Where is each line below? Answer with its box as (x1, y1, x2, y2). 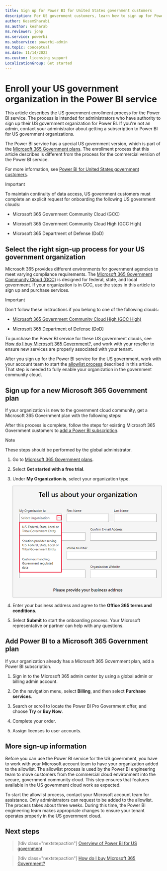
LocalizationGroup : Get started (5, 60, 72, 66)
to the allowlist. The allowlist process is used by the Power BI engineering (5, 766, 156, 772)
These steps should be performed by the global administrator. (5, 446, 132, 452)
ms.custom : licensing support (5, 55, 68, 60)
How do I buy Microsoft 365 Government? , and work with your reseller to (5, 341, 155, 347)
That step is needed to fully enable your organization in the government (5, 367, 152, 373)
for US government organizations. (5, 131, 75, 137)
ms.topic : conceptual (5, 45, 50, 50)
